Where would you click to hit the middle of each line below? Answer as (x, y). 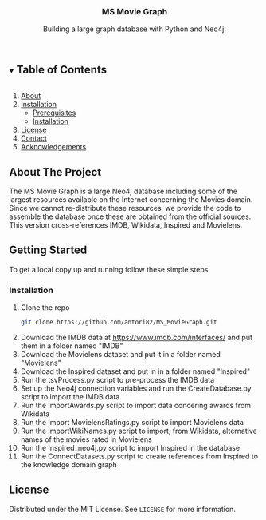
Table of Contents (61, 69)
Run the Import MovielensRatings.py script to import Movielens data (132, 422)
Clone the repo (45, 308)
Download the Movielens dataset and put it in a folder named (121, 354)
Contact (33, 138)
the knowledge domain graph (69, 464)
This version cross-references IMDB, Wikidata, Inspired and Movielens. (126, 224)
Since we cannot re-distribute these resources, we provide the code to (125, 208)
